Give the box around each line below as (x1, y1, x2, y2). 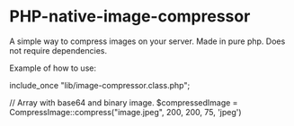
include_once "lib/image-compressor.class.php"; (9, 80, 191, 90)
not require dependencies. (9, 45, 108, 55)
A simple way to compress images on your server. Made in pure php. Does (9, 36, 286, 46)
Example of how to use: (9, 63, 97, 73)
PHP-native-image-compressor (9, 6, 251, 27)
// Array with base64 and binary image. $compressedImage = (9, 97, 238, 108)
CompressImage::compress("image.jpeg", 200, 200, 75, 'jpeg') (9, 106, 242, 117)
